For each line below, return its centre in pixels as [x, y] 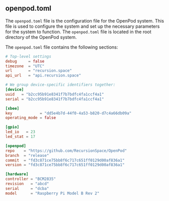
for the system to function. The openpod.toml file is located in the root [78, 32]
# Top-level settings [28, 56]
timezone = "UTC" [25, 66]
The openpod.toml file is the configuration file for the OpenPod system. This [85, 21]
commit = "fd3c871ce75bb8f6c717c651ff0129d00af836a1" [65, 160]
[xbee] [12, 108]
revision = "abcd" [27, 184]
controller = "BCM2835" [31, 179]
